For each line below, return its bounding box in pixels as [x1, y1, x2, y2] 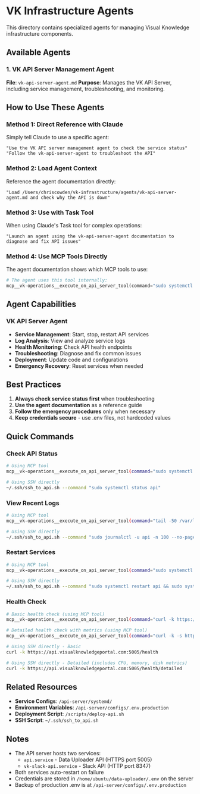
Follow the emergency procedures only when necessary [14, 408, 156, 415]
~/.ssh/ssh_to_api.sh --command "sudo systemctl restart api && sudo [6, 583, 183, 590]
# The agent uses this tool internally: [6, 277, 108, 283]
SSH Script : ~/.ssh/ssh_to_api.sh [14, 717, 99, 724]
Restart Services [6, 548, 56, 557]
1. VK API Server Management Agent [6, 65, 114, 74]
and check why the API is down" [30, 195, 111, 201]
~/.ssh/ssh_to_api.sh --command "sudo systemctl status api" [6, 484, 161, 490]
